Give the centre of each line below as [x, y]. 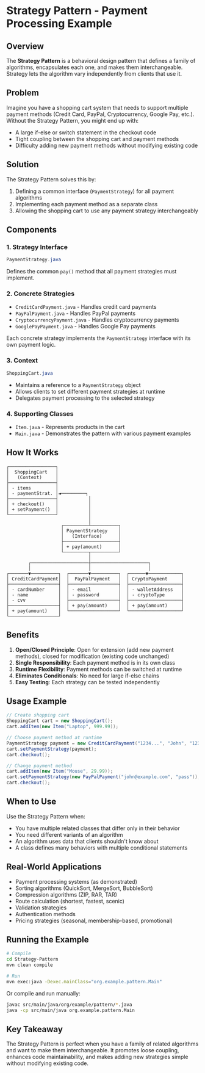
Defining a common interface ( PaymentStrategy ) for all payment [95, 191]
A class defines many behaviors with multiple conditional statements [101, 847]
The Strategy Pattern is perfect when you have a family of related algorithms [103, 1044]
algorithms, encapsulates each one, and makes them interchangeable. [95, 67]
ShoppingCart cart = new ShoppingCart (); [60, 721]
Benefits [23, 635]
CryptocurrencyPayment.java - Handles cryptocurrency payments [97, 320]
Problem [23, 93]
